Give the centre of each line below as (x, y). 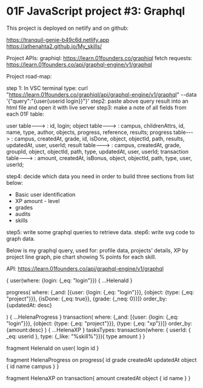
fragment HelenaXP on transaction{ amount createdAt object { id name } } (98, 378)
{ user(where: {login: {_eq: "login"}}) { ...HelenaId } (69, 280)
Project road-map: (29, 76)
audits (23, 213)
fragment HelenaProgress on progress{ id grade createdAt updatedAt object (101, 359)
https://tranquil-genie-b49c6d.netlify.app (58, 40)
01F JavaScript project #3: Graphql (96, 11)
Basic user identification (45, 194)
